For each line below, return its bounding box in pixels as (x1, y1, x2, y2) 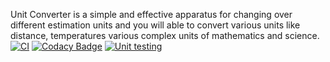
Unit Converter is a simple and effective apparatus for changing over (10, 9, 293, 20)
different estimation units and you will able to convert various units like (10, 19, 301, 31)
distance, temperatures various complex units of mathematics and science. (10, 30, 320, 41)
